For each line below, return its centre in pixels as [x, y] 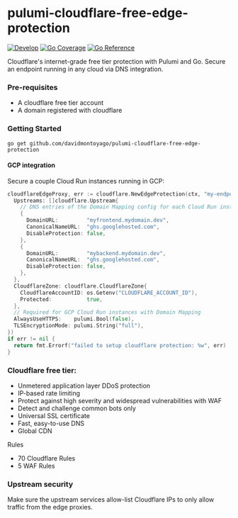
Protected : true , [61, 299]
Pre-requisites [33, 87]
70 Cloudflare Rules [46, 458]
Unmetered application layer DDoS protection [84, 385]
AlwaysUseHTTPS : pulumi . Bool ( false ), [74, 319]
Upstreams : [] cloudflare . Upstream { [66, 201]
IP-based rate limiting [49, 393]
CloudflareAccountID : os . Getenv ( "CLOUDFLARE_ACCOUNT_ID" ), [109, 293]
